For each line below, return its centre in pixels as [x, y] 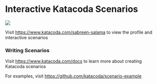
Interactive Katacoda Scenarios [72, 9]
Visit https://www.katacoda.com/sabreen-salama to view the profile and [79, 32]
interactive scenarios [27, 37]
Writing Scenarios [27, 50]
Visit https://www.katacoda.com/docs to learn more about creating [74, 61]
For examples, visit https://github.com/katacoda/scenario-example [73, 76]
